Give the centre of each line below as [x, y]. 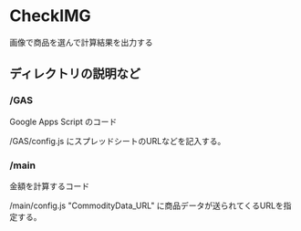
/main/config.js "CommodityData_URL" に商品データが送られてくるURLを [147, 205]
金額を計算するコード [49, 186]
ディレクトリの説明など [75, 74]
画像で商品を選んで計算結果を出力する [81, 42]
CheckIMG [50, 16]
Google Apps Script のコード [63, 121]
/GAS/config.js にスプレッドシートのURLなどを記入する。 [118, 141]
